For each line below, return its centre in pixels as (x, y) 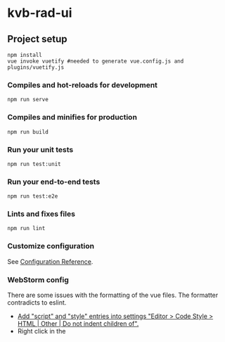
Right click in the (41, 331)
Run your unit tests (40, 149)
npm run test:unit (34, 164)
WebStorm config (38, 279)
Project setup (38, 39)
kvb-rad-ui (40, 13)
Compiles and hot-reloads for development (83, 84)
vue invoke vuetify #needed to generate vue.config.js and (96, 61)
